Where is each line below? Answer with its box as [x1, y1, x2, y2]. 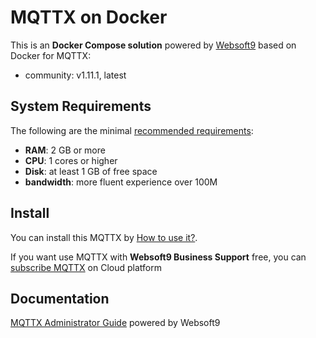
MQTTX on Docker [10, 6, 168, 29]
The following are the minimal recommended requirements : [10, 124, 254, 136]
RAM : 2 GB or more [24, 144, 106, 156]
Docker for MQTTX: [10, 49, 92, 61]
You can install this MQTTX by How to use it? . [10, 231, 198, 243]
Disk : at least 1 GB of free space [24, 165, 158, 177]
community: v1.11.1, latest [24, 69, 127, 81]
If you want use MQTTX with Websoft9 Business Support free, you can [10, 251, 307, 263]
